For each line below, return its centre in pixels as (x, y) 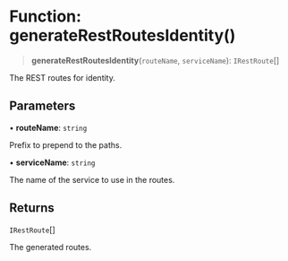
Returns (32, 208)
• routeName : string (48, 127)
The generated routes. (51, 247)
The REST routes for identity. (63, 77)
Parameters (42, 106)
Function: (46, 17)
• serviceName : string (52, 162)
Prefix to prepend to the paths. (66, 144)
